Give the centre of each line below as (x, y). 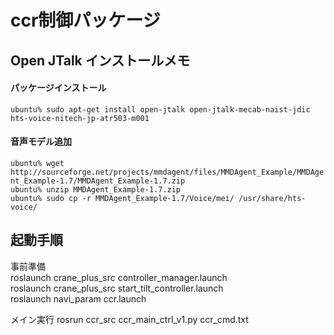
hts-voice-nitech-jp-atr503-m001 (80, 118)
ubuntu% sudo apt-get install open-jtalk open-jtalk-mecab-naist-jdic (160, 109)
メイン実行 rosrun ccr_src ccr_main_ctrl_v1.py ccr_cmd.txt (129, 319)
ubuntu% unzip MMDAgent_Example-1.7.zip (96, 189)
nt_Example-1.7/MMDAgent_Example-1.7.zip (98, 181)
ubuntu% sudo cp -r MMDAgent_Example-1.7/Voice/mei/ (122, 198)
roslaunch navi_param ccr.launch (78, 298)
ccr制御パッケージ (85, 20)
